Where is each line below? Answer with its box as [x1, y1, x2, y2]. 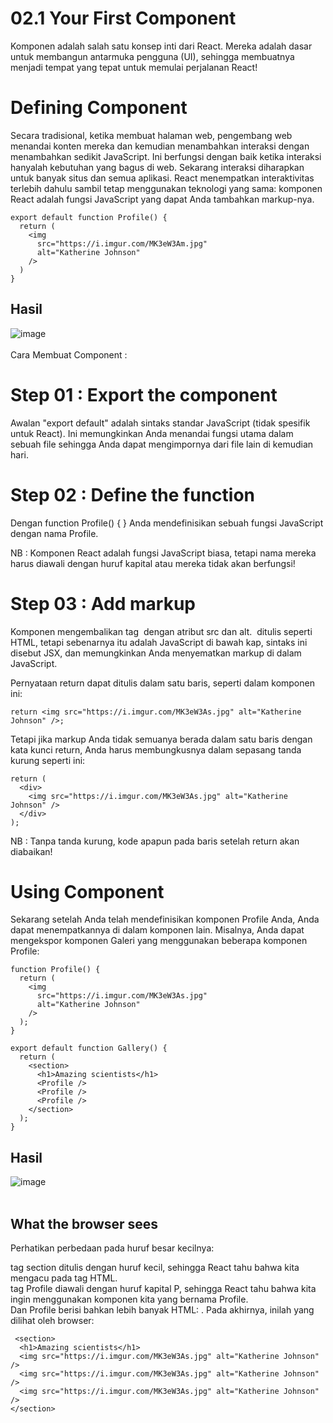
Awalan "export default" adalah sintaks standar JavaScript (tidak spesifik [10, 417, 311, 429]
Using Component [10, 880, 165, 903]
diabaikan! [10, 845, 53, 857]
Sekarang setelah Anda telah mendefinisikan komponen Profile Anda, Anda [10, 913, 320, 926]
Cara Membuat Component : [10, 348, 128, 361]
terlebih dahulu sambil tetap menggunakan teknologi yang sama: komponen [10, 182, 323, 194]
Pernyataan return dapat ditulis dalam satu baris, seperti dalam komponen [10, 677, 315, 689]
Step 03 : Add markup [10, 592, 197, 615]
